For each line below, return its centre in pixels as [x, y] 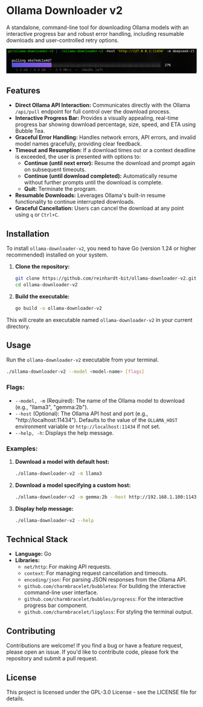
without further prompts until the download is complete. [93, 183]
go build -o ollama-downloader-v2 [58, 308]
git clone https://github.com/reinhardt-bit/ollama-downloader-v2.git [106, 279]
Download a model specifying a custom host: [73, 485]
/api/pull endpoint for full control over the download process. [93, 112]
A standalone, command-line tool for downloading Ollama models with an [98, 27]
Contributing [31, 631]
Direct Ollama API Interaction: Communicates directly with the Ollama [102, 105]
